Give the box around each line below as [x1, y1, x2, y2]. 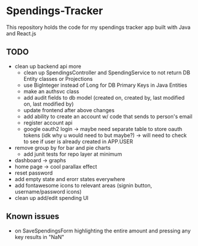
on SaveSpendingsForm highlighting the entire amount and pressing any [14, 227, 191, 234]
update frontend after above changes [23, 106, 115, 113]
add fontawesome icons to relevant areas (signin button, [14, 182, 152, 189]
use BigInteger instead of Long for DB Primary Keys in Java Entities [23, 81, 187, 88]
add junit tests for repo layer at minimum [23, 150, 122, 158]
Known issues [6, 211, 60, 222]
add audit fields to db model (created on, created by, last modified [23, 94, 185, 101]
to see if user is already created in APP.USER [23, 137, 134, 145]
